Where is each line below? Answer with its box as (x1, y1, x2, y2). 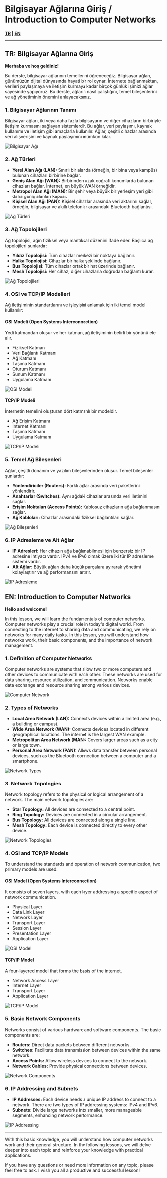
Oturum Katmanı (12, 366, 46, 372)
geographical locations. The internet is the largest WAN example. (12, 732, 146, 738)
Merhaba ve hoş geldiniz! (5, 63, 59, 69)
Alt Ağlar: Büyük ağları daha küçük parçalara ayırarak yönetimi (12, 564, 141, 570)
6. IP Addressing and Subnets (5, 1085, 78, 1092)
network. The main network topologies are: (5, 796, 93, 802)
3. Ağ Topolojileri (5, 226, 47, 233)
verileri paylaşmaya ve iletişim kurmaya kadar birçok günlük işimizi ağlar (5, 83, 153, 89)
